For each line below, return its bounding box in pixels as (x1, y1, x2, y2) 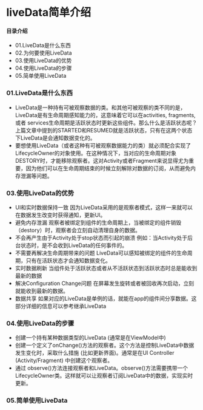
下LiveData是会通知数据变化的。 (15, 134, 96, 142)
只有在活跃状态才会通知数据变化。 (25, 256, 111, 264)
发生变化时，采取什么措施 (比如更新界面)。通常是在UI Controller (15, 349, 175, 357)
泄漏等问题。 (20, 172, 53, 179)
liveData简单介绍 (6, 5, 92, 19)
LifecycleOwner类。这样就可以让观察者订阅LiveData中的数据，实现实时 (15, 372, 193, 380)
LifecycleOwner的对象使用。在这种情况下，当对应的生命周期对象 (15, 149, 177, 157)
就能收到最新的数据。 (15, 287, 68, 295)
